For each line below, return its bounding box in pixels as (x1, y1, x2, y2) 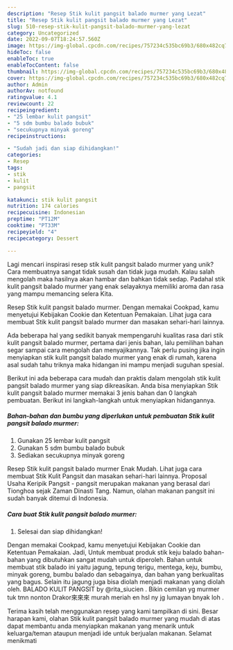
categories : (7, 152, 42, 159)
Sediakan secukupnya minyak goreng (17, 451, 125, 459)
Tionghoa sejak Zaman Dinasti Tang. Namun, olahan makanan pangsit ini (7, 486, 215, 495)
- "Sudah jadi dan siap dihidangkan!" (7, 145, 119, 152)
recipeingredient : (7, 107, 60, 114)
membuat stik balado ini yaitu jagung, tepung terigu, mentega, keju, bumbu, (7, 563, 223, 572)
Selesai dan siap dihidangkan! (17, 527, 103, 536)
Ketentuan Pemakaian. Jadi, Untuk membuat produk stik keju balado (7, 548, 202, 556)
